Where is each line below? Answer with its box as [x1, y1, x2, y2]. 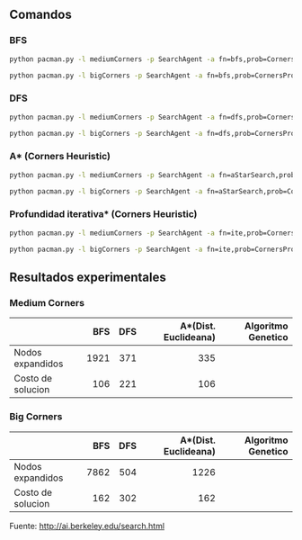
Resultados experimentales [9, 269, 166, 284]
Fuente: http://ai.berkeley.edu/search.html [9, 520, 164, 531]
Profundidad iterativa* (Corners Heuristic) [9, 208, 198, 220]
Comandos [9, 7, 72, 22]
